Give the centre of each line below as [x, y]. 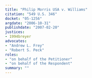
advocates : [16, 41]
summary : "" [17, 68]
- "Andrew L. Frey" [25, 46]
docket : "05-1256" [23, 18]
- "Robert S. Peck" [25, 50]
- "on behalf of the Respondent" [39, 63]
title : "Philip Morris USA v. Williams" [46, 9]
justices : [15, 32]
